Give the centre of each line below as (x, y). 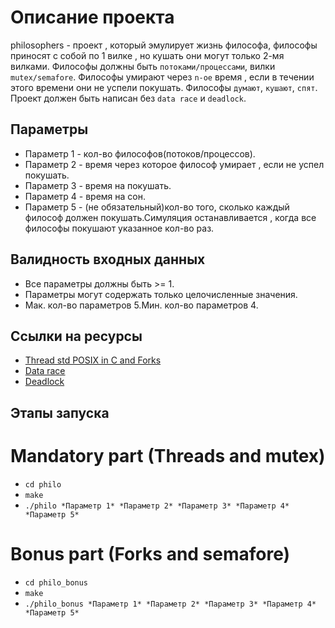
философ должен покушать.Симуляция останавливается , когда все (170, 217)
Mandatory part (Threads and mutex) (168, 455)
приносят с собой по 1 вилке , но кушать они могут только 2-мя (147, 55)
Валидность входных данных (108, 259)
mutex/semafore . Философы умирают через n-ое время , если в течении (162, 77)
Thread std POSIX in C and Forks (93, 360)
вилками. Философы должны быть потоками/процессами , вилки (143, 66)
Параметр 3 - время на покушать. (98, 185)
